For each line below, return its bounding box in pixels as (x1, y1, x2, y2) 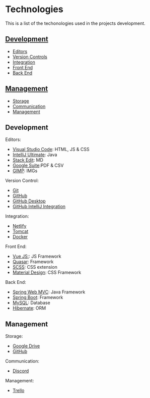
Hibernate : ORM (12, 305, 46, 311)
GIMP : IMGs (12, 168, 38, 174)
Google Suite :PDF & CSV (12, 163, 64, 169)
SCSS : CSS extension (12, 264, 58, 270)
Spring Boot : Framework (12, 294, 63, 301)
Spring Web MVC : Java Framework (12, 289, 86, 295)
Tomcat (12, 228, 29, 234)
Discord (12, 368, 29, 374)
